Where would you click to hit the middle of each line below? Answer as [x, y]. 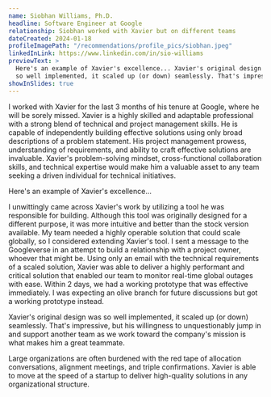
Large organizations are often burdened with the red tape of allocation [125, 358]
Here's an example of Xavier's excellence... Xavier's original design [139, 69]
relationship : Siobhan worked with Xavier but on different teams [122, 31]
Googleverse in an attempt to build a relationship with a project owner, [125, 249]
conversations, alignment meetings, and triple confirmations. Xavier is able [132, 367]
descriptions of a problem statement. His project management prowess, [128, 141]
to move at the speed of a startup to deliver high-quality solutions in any [128, 375]
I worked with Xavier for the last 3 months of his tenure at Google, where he [134, 107]
